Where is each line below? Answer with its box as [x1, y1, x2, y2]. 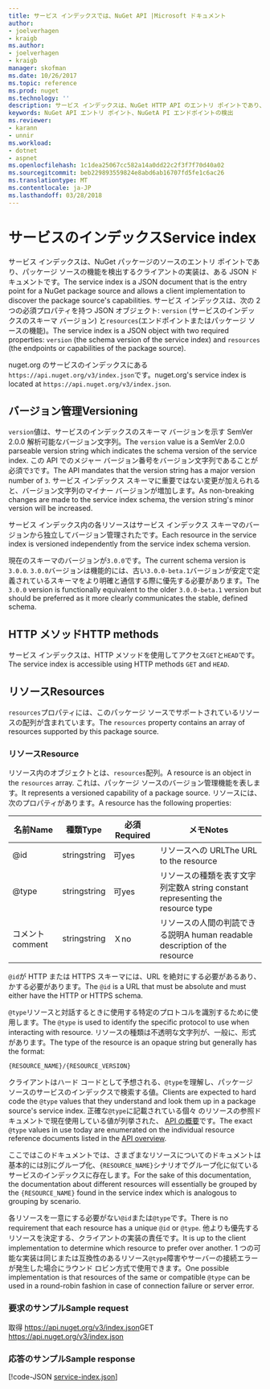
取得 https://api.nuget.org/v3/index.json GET [8, 1322, 154, 1332]
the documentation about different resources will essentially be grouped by [8, 1180, 257, 1189]
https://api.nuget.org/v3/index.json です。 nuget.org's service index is [8, 369, 247, 379]
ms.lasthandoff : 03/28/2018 [8, 191, 103, 200]
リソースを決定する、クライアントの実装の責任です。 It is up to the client [8, 1233, 247, 1243]
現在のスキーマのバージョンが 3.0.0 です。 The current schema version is [8, 556, 247, 566]
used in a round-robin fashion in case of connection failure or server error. [8, 1281, 255, 1291]
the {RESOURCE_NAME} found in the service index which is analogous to [8, 1188, 237, 1197]
